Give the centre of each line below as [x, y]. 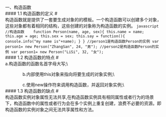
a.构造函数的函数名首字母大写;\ [37, 64]
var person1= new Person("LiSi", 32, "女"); [57, 52]
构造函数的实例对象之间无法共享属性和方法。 [51, 110]
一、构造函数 [18, 7]
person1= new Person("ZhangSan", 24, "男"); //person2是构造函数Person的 [80, 47]
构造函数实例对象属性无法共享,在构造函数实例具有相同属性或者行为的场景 [80, 97]
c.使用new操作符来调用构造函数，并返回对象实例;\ [73, 85]
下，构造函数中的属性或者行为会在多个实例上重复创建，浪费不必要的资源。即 [83, 103]
